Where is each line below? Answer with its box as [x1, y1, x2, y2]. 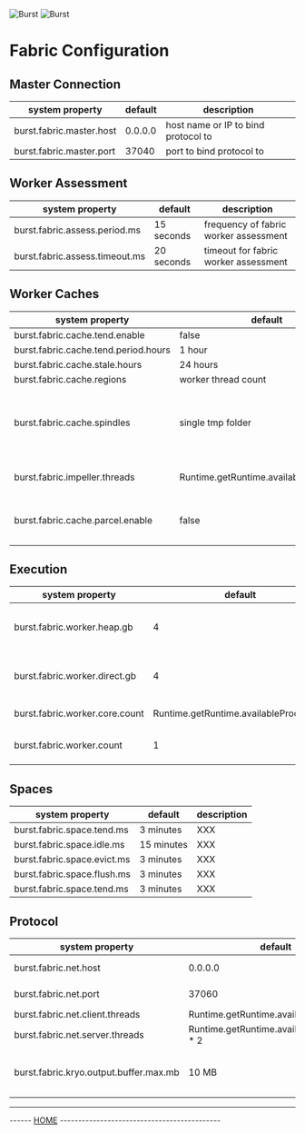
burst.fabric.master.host [14, 124, 117, 136]
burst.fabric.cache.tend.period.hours [14, 343, 171, 356]
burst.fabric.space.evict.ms [14, 853, 131, 866]
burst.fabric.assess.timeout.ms [14, 250, 146, 263]
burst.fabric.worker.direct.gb [14, 670, 136, 682]
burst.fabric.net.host [14, 961, 102, 974]
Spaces [9, 781, 54, 797]
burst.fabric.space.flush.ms [14, 868, 132, 880]
